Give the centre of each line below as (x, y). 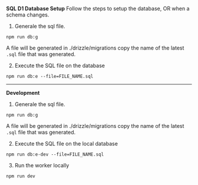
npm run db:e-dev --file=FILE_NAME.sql (55, 154)
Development (23, 93)
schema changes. (28, 15)
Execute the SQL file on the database (60, 65)
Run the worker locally (42, 165)
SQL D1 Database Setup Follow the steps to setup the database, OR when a (98, 9)
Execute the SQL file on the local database (66, 143)
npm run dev (21, 176)
